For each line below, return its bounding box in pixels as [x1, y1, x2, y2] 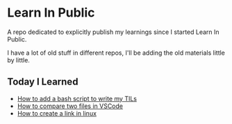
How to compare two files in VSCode [17, 102, 124, 110]
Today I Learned [7, 76, 78, 88]
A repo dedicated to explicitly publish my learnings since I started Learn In [7, 28, 220, 36]
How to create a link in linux [17, 109, 97, 117]
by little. [7, 55, 30, 64]
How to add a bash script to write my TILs [17, 94, 138, 103]
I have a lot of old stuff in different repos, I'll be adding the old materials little [7, 48, 226, 57]
